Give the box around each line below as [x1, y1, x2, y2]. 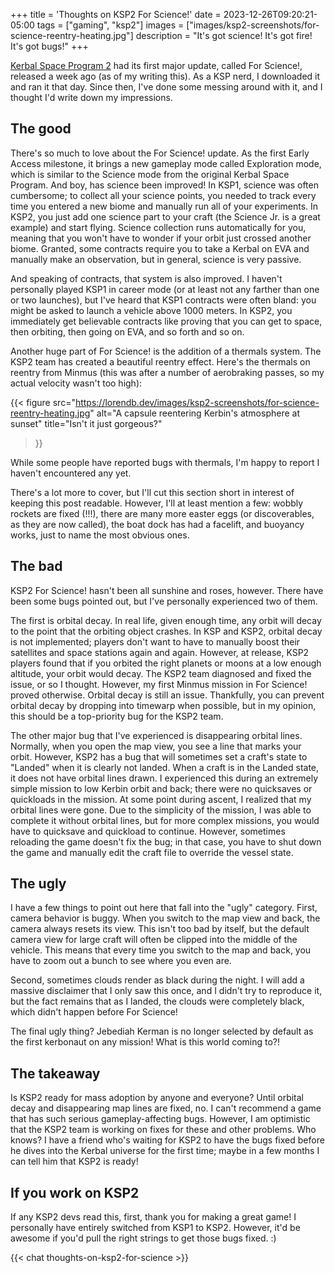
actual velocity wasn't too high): [10, 377, 143, 389]
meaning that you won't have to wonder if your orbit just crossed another [10, 232, 312, 244]
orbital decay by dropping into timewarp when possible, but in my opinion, [10, 699, 317, 711]
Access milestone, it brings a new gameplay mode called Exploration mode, [10, 157, 322, 169]
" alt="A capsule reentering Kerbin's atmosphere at [89, 407, 300, 419]
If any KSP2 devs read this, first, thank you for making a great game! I [10, 1211, 297, 1223]
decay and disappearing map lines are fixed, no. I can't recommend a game [10, 1102, 322, 1114]
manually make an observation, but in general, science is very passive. [10, 253, 302, 265]
